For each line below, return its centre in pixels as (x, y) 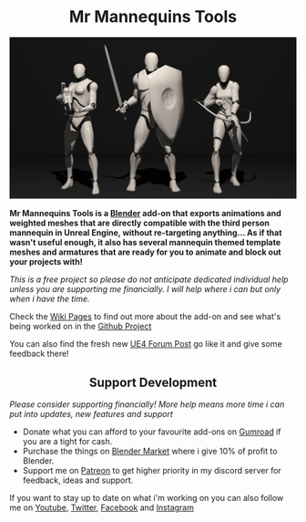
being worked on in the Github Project (81, 327)
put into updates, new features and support (91, 414)
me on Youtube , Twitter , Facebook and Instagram (102, 507)
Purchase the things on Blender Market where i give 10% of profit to (150, 451)
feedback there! (40, 354)
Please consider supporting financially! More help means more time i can (147, 404)
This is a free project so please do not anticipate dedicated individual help (149, 279)
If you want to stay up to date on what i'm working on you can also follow (147, 498)
